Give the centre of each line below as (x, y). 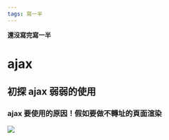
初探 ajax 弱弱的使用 (52, 92)
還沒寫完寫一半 (29, 35)
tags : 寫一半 (25, 14)
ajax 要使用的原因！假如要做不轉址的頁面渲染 (84, 114)
